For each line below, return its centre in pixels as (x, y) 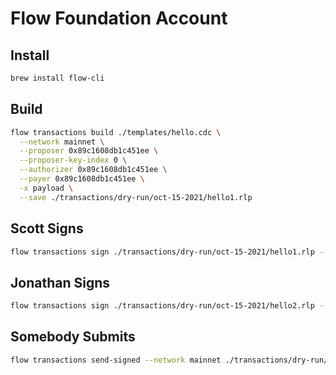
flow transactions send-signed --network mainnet (116, 360)
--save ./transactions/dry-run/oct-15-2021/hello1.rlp (136, 197)
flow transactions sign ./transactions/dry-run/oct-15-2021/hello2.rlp (162, 306)
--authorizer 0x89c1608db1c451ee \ (93, 170)
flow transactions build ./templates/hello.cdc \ (116, 132)
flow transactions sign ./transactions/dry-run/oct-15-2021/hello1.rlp (162, 252)
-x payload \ (46, 188)
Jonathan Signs (60, 282)
